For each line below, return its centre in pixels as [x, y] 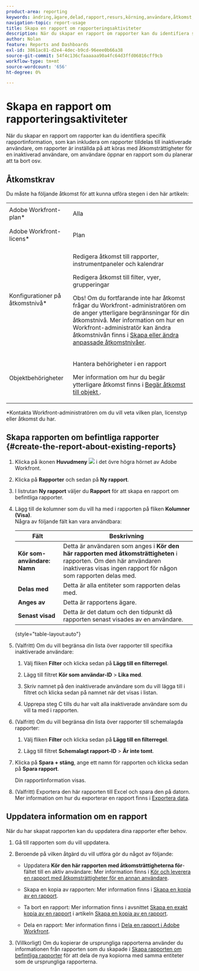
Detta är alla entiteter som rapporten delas [122, 585]
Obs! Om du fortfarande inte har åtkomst [129, 298]
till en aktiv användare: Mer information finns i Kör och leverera [114, 871]
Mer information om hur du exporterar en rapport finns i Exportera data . [102, 798]
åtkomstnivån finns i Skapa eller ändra [126, 335]
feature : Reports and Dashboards [47, 45]
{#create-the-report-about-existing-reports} [91, 447]
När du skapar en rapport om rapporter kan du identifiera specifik [86, 136]
